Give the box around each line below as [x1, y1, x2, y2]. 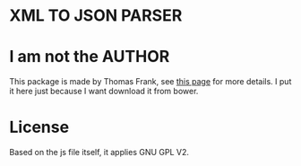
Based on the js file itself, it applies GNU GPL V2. [9, 147, 190, 158]
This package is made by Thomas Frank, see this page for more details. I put [9, 76, 292, 87]
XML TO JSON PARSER [9, 5, 183, 26]
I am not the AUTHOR [9, 47, 170, 67]
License [9, 118, 70, 137]
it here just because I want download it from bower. [9, 86, 199, 97]
